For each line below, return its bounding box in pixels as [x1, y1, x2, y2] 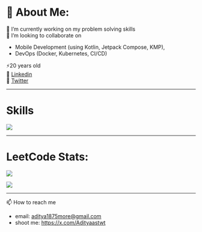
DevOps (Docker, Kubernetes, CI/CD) [14, 49, 108, 57]
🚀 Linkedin [6, 71, 32, 78]
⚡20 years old [6, 61, 41, 69]
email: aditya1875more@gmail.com [14, 212, 102, 219]
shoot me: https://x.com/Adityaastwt [14, 219, 106, 226]
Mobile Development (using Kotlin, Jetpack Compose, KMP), [14, 43, 165, 51]
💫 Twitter [6, 77, 29, 84]
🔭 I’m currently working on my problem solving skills [6, 25, 136, 33]
